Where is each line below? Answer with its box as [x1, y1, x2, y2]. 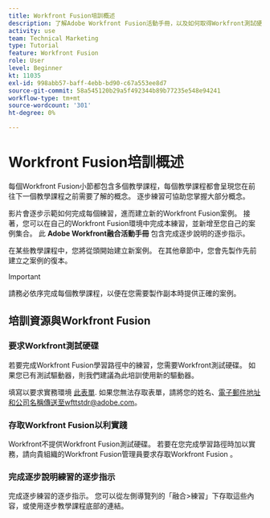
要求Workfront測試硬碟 [8, 340, 99, 351]
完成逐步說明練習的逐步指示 [8, 471, 116, 483]
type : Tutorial [8, 42, 59, 50]
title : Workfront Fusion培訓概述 [8, 11, 116, 20]
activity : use [8, 27, 56, 35]
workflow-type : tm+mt [8, 94, 81, 102]
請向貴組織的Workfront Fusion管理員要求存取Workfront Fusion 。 [22, 449, 238, 458]
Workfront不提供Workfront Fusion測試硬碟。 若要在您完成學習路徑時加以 [8, 439, 249, 449]
